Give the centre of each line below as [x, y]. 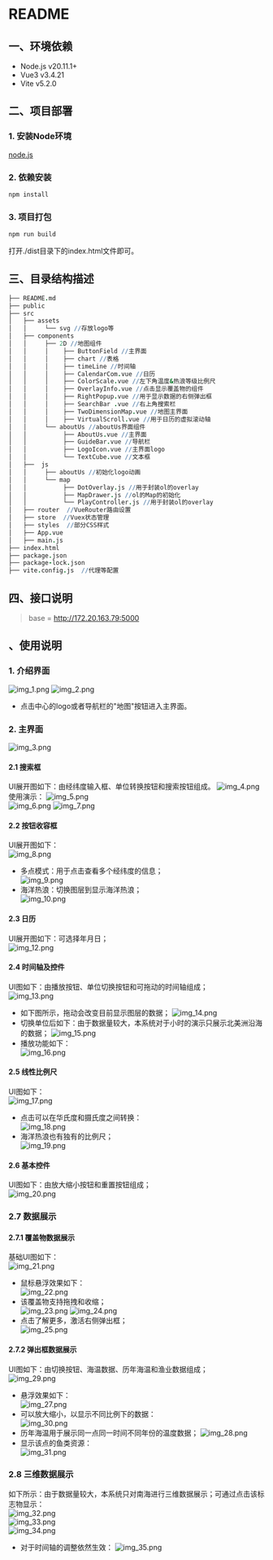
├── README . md [32, 298]
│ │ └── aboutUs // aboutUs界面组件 [77, 427]
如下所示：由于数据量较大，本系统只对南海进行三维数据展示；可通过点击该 [133, 1493]
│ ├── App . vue [36, 533]
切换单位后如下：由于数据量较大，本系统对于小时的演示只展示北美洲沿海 [141, 1023]
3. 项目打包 [30, 216]
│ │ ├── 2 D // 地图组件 [55, 344]
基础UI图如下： [34, 1257]
